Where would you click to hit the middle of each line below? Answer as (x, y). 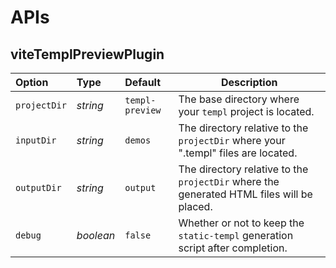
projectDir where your (232, 140)
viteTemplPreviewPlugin (87, 54)
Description (249, 82)
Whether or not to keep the (241, 223)
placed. (195, 206)
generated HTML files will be (245, 194)
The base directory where (239, 99)
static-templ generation (236, 235)
